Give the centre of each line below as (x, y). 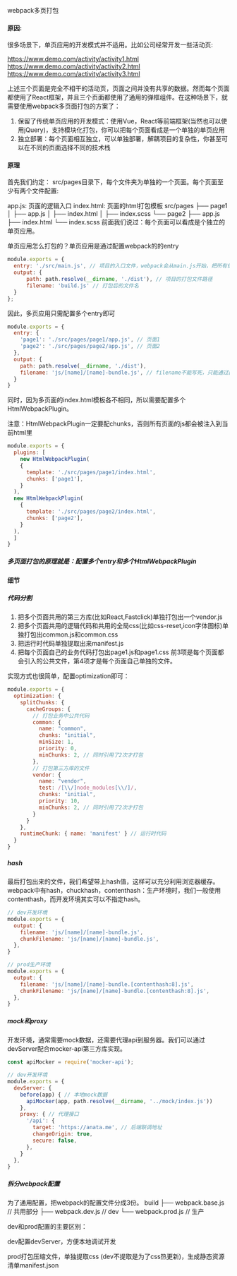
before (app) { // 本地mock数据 (64, 1095)
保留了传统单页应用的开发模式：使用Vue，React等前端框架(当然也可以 (119, 121)
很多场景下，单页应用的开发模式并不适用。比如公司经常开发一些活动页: (110, 45)
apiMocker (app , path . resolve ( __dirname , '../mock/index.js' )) (119, 1101)
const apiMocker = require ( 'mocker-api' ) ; (71, 1062)
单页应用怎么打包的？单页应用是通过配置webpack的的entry (93, 246)
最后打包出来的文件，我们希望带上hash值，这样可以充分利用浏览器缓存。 (113, 881)
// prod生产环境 (29, 965)
